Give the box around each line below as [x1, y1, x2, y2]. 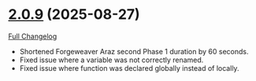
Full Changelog [8, 31, 58, 41]
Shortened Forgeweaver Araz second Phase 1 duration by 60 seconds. [19, 46, 249, 56]
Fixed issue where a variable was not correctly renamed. [19, 55, 204, 64]
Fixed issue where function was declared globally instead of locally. [19, 63, 239, 72]
